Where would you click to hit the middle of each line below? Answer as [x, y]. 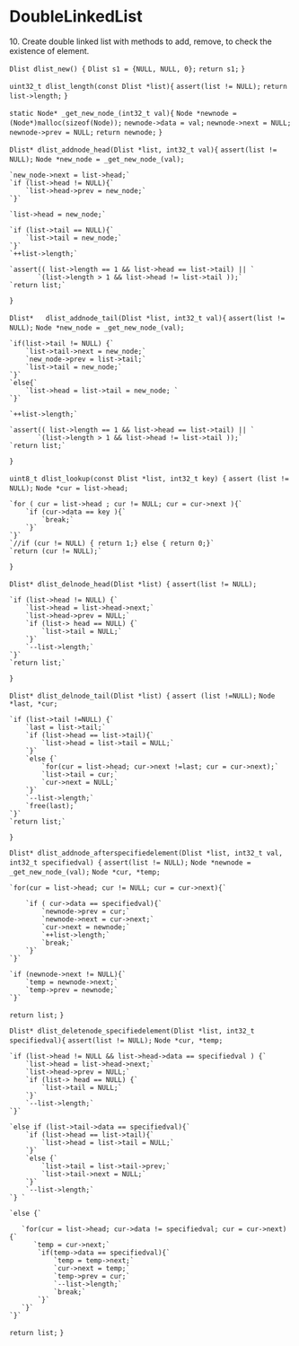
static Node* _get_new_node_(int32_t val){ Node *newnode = [123, 113]
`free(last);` [52, 805]
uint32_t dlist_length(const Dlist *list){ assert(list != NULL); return [148, 86]
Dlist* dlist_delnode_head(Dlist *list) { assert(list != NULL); [133, 584]
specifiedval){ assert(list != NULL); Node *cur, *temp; [116, 1040]
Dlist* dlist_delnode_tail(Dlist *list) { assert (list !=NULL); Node [142, 696]
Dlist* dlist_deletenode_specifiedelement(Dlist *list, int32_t [132, 1031]
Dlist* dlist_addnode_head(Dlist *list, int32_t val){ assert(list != [143, 150]
